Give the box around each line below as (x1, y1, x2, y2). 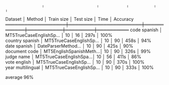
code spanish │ (130, 27, 162, 33)
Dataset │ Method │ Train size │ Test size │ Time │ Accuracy (5, 16, 134, 22)
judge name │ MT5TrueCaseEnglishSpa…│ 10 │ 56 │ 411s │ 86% (5, 54, 141, 60)
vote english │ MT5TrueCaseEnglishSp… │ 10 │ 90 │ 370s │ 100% (5, 59, 144, 65)
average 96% (5, 74, 34, 80)
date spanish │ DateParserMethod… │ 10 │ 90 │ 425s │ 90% (5, 43, 134, 49)
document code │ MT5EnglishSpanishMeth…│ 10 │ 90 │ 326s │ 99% (5, 49, 151, 54)
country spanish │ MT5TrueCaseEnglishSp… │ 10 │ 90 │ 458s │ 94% (5, 37, 152, 44)
